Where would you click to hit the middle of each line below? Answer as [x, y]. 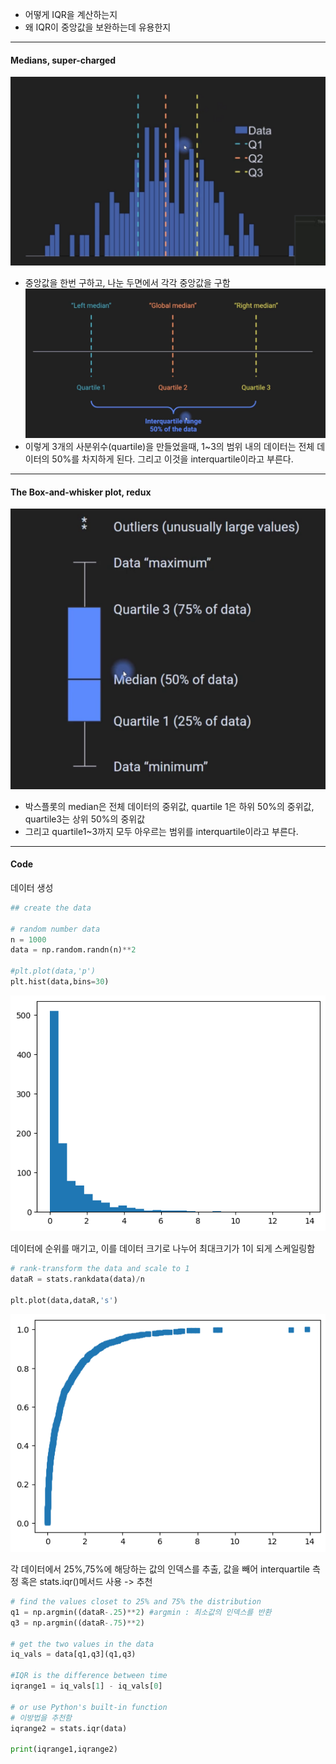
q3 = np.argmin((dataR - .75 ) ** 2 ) [77, 1623]
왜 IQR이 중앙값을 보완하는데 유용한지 [98, 27]
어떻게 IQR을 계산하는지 [71, 14]
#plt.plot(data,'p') [53, 971]
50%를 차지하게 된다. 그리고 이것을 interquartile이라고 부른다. [172, 459]
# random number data [55, 929]
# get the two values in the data [82, 1644]
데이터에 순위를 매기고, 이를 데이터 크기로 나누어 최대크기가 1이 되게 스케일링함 [163, 1248]
